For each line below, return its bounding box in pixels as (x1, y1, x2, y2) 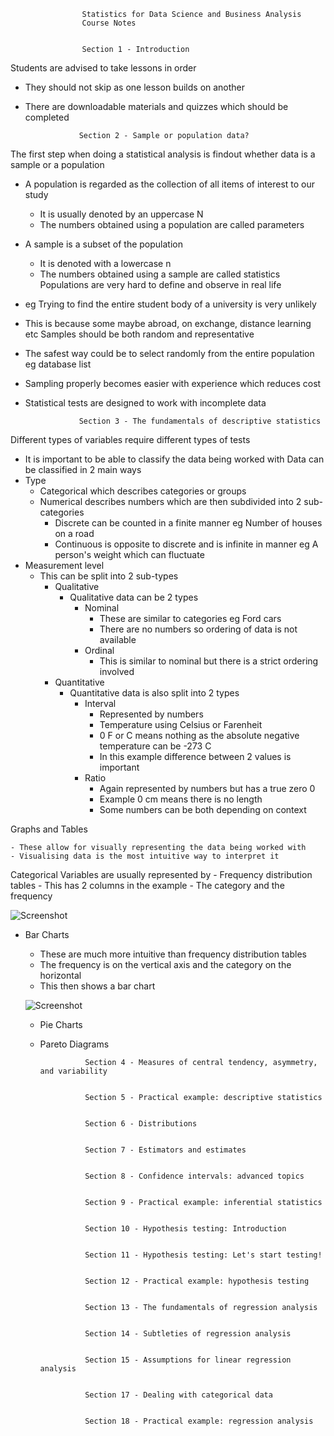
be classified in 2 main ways (24, 464, 142, 475)
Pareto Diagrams (39, 1038, 110, 1050)
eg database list (24, 358, 92, 370)
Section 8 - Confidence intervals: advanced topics (84, 1171, 305, 1181)
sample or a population (10, 159, 105, 170)
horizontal (39, 970, 82, 981)
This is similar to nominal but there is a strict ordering (99, 655, 319, 667)
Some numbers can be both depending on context (99, 804, 307, 815)
